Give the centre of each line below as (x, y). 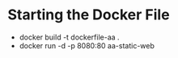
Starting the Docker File (89, 15)
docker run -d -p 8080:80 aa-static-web (87, 45)
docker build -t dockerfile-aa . (69, 37)
